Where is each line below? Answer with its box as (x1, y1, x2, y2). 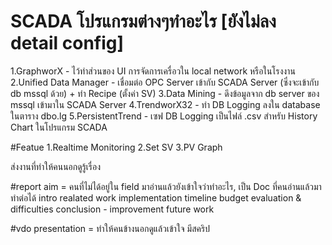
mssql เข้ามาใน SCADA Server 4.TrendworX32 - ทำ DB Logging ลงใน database (10, 98, 321, 110)
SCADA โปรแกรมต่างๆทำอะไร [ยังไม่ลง (10, 10, 277, 33)
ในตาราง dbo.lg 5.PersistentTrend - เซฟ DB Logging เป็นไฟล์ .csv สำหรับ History (10, 110, 318, 122)
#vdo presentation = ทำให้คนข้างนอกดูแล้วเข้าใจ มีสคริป (10, 222, 210, 234)
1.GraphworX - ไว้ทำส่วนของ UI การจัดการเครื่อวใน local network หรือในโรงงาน (10, 65, 296, 77)
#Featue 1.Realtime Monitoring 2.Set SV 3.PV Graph (10, 141, 223, 153)
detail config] (10, 32, 125, 55)
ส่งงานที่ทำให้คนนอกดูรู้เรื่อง (10, 160, 102, 172)
